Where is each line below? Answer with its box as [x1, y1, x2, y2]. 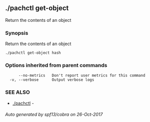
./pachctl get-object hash [5, 51, 61, 56]
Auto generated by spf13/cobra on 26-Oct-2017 [5, 112, 103, 118]
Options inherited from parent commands [5, 62, 108, 69]
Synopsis [5, 29, 28, 36]
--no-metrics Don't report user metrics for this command [18, 73, 146, 78]
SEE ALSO [5, 89, 30, 96]
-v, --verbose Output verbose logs [9, 77, 94, 82]
